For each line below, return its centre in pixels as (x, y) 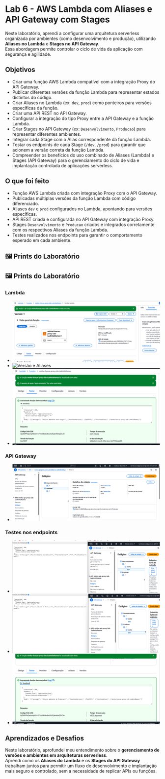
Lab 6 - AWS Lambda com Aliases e (79, 9)
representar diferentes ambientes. (47, 134)
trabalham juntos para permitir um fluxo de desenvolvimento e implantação (81, 766)
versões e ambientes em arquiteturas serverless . (56, 755)
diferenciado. (26, 203)
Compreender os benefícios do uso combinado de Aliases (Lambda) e (83, 155)
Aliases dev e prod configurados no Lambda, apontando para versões (82, 209)
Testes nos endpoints (31, 532)
